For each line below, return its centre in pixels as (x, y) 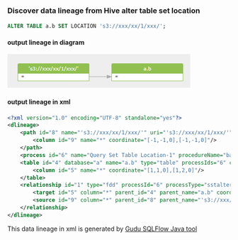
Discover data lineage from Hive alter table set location (104, 11)
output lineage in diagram (46, 42)
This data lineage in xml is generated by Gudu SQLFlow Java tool (102, 229)
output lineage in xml (39, 102)
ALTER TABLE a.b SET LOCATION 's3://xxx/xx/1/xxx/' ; (87, 26)
